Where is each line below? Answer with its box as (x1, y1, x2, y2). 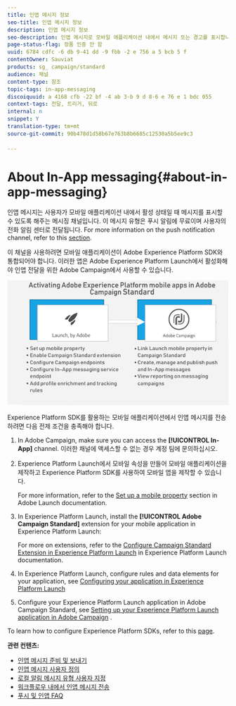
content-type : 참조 (7, 78, 62, 85)
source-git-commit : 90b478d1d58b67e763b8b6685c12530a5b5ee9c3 (7, 130, 193, 137)
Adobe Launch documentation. (17, 498, 107, 507)
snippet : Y (7, 116, 39, 123)
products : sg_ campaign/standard (7, 63, 105, 70)
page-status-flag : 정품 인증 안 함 (7, 41, 103, 49)
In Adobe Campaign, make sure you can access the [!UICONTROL (17, 435, 209, 444)
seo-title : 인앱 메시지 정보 (7, 18, 82, 26)
